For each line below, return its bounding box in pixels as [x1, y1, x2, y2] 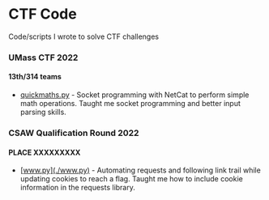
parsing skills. [19, 107, 66, 117]
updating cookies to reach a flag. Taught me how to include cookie [19, 174, 243, 184]
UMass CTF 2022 [8, 52, 79, 63]
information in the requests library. [19, 183, 136, 193]
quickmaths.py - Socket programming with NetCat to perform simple [19, 90, 250, 100]
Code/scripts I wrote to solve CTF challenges [8, 32, 160, 41]
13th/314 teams [8, 72, 62, 82]
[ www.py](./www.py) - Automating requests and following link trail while [19, 165, 261, 175]
